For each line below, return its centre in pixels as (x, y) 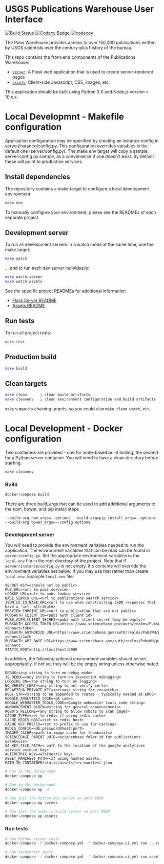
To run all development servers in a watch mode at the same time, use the (79, 245)
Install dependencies (38, 177)
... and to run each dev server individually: (47, 268)
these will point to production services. (44, 161)
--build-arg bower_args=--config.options (48, 522)
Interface (24, 19)
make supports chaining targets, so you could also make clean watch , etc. (78, 409)
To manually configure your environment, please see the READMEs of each (81, 212)
